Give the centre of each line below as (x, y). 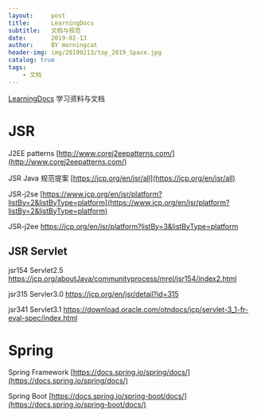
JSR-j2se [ (25, 194)
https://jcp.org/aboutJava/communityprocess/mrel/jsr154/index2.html (123, 279)
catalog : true (32, 60)
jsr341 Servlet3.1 (35, 310)
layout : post (37, 16)
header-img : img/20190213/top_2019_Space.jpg (85, 53)
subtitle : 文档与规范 (45, 30)
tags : (17, 68)
